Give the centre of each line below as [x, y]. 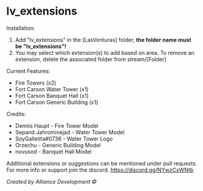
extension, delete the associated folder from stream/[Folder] [91, 59]
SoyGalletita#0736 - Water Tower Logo [64, 139]
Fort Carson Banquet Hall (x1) [52, 95]
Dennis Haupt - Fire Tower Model [57, 125]
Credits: [16, 114]
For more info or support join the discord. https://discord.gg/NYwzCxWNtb [100, 170]
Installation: [21, 28]
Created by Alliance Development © [52, 181]
